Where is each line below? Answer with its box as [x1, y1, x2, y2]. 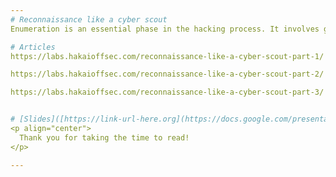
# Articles [10, 42, 56, 52]
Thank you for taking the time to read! [19, 132, 190, 143]
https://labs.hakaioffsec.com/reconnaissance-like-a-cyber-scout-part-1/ [10, 51, 325, 61]
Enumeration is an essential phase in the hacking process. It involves [10, 24, 320, 34]
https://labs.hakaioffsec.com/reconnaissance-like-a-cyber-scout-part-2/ [10, 69, 325, 80]
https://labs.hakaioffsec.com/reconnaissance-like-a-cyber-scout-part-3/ [10, 87, 325, 98]
